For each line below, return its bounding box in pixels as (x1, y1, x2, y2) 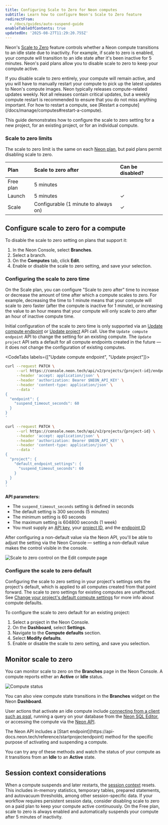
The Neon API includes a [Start (5, 728, 69, 734)
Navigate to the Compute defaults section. (12, 630, 101, 636)
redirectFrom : (5, 17, 35, 22)
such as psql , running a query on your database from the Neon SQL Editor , (5, 713, 159, 719)
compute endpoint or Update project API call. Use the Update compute (5, 329, 148, 335)
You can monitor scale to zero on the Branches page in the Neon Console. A (5, 668, 163, 674)
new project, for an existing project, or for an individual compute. (5, 122, 139, 128)
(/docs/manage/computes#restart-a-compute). (5, 107, 102, 113)
